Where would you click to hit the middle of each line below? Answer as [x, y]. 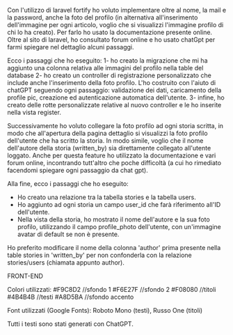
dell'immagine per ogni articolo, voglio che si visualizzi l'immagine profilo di [115, 25]
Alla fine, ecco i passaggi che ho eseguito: [68, 184]
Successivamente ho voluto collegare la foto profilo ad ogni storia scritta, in [115, 126]
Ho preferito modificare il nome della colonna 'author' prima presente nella [114, 248]
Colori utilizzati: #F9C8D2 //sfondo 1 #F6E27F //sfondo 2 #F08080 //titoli [112, 289]
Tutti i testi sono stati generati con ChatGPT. [70, 324]
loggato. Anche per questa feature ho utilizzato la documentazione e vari [112, 155]
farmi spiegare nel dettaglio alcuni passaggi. [71, 47]
